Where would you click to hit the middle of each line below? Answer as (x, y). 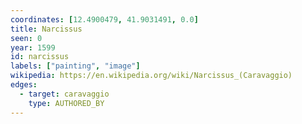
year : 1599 (33, 47)
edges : (24, 85)
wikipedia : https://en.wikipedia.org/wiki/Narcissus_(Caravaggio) (151, 76)
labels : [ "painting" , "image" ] (75, 66)
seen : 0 (26, 38)
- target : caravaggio (64, 94)
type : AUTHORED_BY (66, 103)
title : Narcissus (46, 29)
